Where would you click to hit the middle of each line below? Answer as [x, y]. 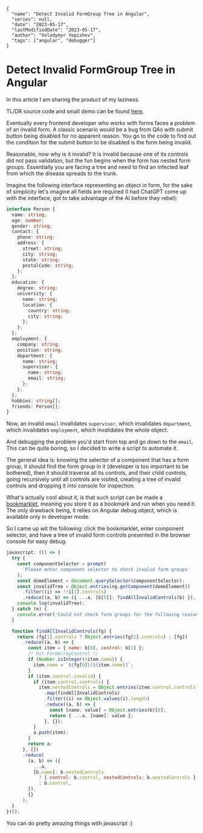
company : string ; [39, 344]
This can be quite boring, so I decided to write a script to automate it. [92, 448]
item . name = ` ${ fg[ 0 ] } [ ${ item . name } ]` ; [83, 665]
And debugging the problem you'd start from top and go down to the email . [100, 442]
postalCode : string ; [48, 266]
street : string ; [43, 249]
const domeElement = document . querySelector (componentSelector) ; [101, 581]
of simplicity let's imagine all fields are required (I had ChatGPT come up [96, 192]
